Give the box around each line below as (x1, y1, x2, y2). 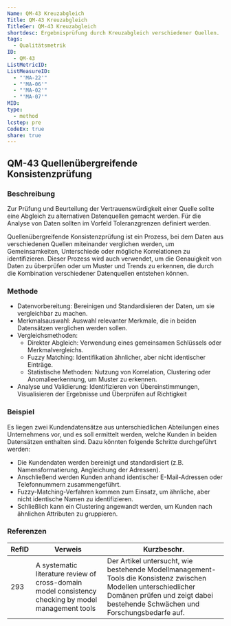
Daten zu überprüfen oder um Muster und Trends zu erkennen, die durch (7, 261, 214, 270)
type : (7, 106, 23, 113)
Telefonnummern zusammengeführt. (16, 480, 122, 488)
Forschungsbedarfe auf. (107, 607, 185, 617)
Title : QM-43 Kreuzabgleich (7, 17, 88, 23)
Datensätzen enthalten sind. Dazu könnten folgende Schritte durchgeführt (7, 437, 217, 445)
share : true (7, 132, 41, 139)
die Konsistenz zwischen (126, 573, 207, 583)
